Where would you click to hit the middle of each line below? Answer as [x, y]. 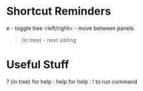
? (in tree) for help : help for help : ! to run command [72, 81]
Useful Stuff [38, 65]
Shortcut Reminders [59, 11]
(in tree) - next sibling [49, 40]
